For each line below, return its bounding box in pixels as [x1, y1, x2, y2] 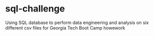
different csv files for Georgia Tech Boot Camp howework [5, 24, 126, 30]
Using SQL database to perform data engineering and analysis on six [5, 19, 149, 25]
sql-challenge [5, 3, 65, 14]
